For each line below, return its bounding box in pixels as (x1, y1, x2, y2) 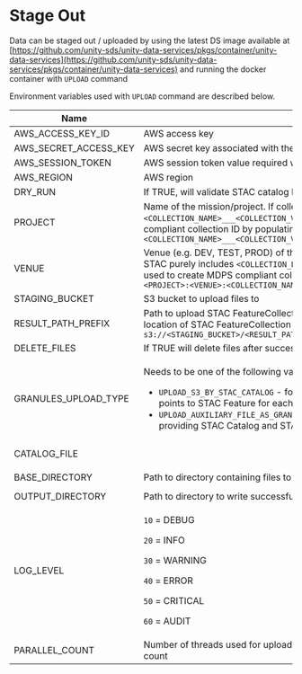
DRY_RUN (13, 185, 57, 198)
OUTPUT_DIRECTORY (13, 490, 107, 502)
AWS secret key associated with (143, 141, 280, 154)
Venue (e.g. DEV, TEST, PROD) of (143, 246, 285, 259)
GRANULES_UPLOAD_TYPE (13, 392, 129, 404)
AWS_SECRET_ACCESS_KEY (13, 141, 135, 154)
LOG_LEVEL (13, 563, 65, 576)
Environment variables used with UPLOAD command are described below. (9, 91, 276, 102)
